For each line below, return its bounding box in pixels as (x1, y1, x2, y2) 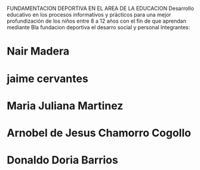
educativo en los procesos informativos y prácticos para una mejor (7, 11, 172, 18)
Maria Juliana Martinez (7, 99, 124, 112)
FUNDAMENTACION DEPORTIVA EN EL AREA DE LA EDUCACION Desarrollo (7, 5, 195, 12)
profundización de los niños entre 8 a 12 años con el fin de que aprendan (7, 17, 187, 25)
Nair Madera (7, 45, 70, 58)
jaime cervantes (7, 72, 88, 85)
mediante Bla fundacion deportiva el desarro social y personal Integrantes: (7, 24, 190, 31)
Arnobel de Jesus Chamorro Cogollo (7, 126, 192, 140)
